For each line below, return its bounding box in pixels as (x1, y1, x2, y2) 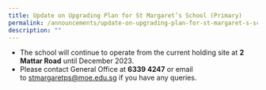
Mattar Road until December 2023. (19, 56, 135, 66)
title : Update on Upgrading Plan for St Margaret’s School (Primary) (8, 11, 243, 20)
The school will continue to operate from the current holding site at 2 (19, 48, 245, 58)
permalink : (8, 19, 44, 27)
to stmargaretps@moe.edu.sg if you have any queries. (19, 73, 197, 83)
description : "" (8, 26, 62, 34)
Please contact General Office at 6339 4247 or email (19, 65, 194, 74)
